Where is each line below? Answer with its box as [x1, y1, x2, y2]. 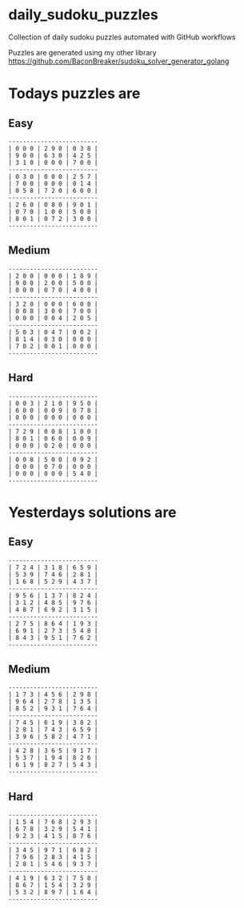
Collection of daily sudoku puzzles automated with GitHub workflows [8, 32, 236, 42]
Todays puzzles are [8, 84, 141, 103]
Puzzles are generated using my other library [8, 47, 158, 57]
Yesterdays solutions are [8, 503, 178, 521]
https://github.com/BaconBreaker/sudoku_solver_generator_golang [8, 56, 230, 66]
